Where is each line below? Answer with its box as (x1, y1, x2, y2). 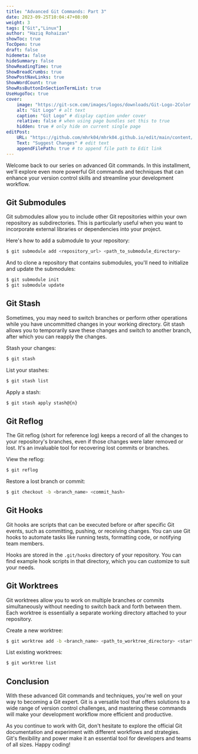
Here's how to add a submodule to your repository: (6, 237, 130, 244)
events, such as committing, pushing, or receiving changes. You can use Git (6, 527, 190, 534)
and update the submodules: (6, 266, 76, 273)
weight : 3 (6, 19, 31, 25)
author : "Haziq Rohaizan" (6, 31, 70, 37)
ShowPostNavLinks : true (6, 74, 65, 80)
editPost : (6, 129, 31, 135)
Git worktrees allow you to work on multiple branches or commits (6, 596, 164, 604)
